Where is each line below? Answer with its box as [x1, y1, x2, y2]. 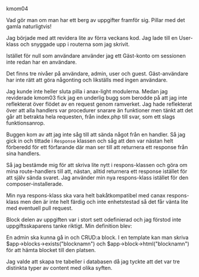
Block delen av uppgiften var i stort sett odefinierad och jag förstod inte [6, 216, 182, 223]
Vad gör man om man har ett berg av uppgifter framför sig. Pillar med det [6, 17, 185, 23]
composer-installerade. [6, 181, 64, 187]
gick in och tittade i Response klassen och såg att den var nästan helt [6, 137, 174, 144]
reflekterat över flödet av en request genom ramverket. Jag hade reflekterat [6, 100, 192, 108]
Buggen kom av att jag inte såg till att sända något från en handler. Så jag [6, 131, 186, 138]
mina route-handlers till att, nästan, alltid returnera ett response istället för [6, 168, 188, 175]
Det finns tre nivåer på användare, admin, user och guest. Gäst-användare [6, 70, 189, 77]
